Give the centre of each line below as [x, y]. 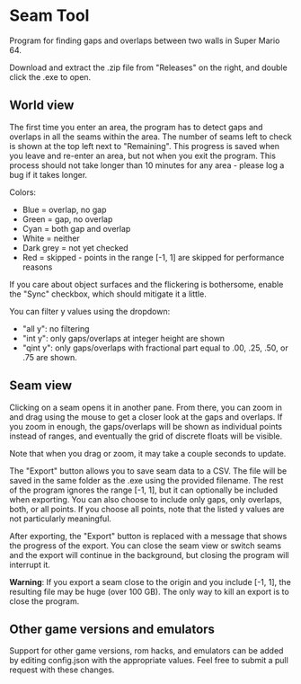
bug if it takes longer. [49, 174]
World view [42, 106]
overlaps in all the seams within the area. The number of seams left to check [150, 137]
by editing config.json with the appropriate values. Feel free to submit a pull [149, 661]
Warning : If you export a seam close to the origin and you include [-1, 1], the [150, 582]
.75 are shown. [50, 357]
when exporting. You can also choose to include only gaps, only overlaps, [146, 499]
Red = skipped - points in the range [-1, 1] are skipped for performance [153, 257]
